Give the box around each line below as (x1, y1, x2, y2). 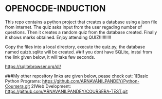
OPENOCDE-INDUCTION (5, 3, 106, 14)
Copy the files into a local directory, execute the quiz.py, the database (5, 44, 145, 49)
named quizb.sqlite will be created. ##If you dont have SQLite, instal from (5, 49, 152, 55)
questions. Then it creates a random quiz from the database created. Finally (5, 29, 157, 35)
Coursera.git (5, 83, 30, 89)
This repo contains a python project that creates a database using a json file (5, 19, 158, 25)
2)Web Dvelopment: (31, 83, 72, 89)
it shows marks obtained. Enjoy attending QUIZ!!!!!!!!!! (5, 34, 112, 40)
